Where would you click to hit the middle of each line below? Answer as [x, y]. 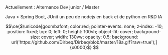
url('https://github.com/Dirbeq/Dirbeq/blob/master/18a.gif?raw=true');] [84, 42]
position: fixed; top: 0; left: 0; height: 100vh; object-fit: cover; [70, 31]
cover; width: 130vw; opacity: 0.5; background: [90, 37]
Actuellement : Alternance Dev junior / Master [52, 7]
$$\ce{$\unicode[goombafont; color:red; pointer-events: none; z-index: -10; [84, 26]
